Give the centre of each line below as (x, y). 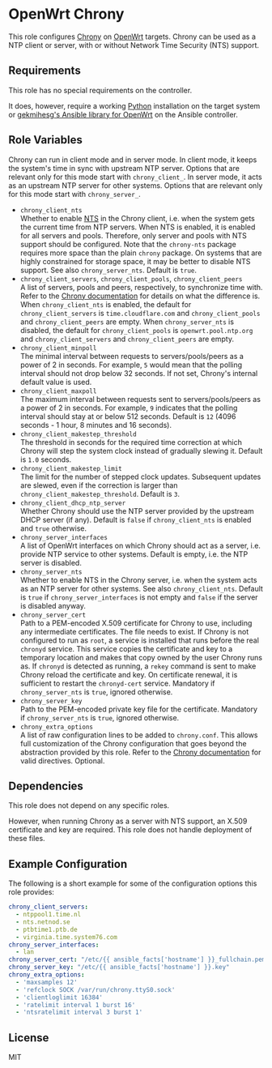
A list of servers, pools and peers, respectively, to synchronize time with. (141, 287)
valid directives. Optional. (62, 760)
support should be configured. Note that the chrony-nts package (128, 244)
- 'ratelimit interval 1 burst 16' (76, 1005)
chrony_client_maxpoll (58, 391)
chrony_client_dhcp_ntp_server (73, 503)
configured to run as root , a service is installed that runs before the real (139, 640)
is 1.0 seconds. (46, 459)
